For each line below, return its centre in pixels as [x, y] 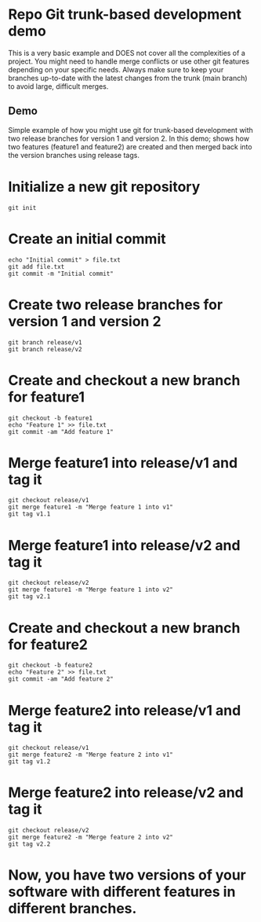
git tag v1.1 [29, 514]
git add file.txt [36, 266]
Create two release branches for [116, 305]
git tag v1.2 [29, 762]
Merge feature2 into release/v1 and [125, 710]
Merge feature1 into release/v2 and [124, 545]
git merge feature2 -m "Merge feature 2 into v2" [91, 838]
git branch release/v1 [45, 342]
